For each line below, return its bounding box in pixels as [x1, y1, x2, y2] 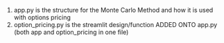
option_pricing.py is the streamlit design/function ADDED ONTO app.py [13, 21, 218, 28]
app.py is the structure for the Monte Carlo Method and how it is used [13, 6, 214, 14]
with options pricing [13, 13, 71, 21]
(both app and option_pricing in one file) [13, 28, 129, 36]
